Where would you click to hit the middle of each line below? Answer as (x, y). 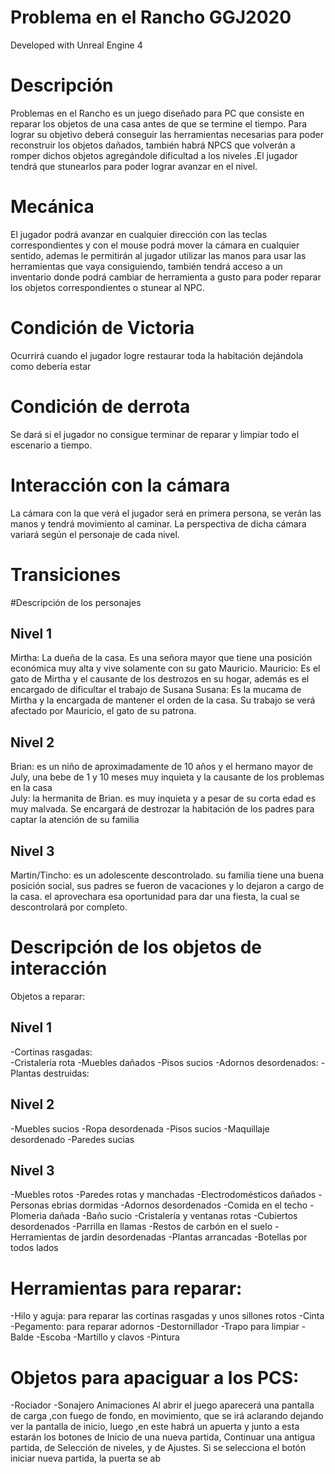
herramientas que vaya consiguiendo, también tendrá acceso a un (146, 266)
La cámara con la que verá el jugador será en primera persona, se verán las (166, 513)
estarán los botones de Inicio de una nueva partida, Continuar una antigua (163, 1437)
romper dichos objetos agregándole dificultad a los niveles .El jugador (154, 155)
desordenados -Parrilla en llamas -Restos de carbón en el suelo (141, 1227)
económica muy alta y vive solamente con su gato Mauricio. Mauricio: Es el (165, 668)
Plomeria (28, 1216)
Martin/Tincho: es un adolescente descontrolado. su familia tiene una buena (167, 875)
